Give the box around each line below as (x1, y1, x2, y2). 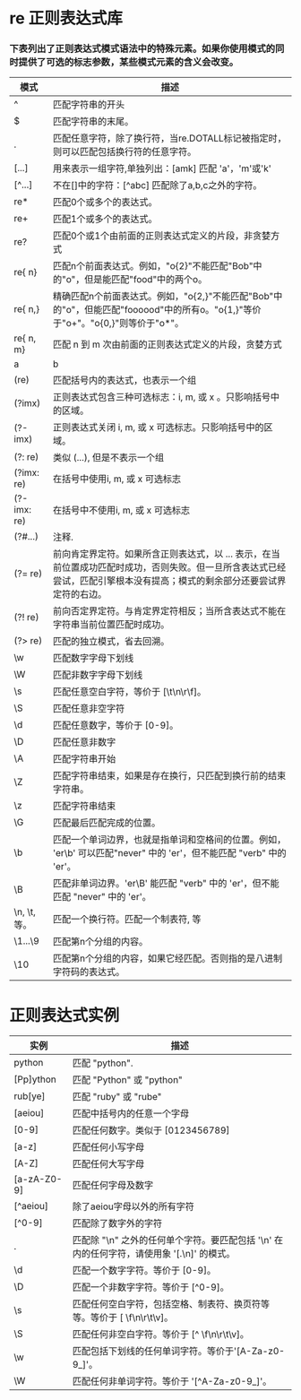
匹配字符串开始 (52, 753, 116, 765)
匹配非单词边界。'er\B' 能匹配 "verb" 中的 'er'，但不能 (52, 877, 279, 890)
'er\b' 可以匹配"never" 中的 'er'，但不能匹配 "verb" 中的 (52, 847, 287, 860)
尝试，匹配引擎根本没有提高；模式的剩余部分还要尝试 (52, 575, 278, 587)
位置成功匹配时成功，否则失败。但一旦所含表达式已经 (61, 561, 287, 574)
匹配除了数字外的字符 (72, 1217, 163, 1230)
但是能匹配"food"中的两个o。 (84, 273, 208, 286)
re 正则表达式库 (9, 8, 124, 29)
